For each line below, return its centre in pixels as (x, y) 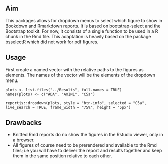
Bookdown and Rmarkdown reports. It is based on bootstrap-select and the (83, 26)
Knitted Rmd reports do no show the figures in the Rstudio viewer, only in (88, 135)
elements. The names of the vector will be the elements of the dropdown (80, 75)
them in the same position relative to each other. (62, 156)
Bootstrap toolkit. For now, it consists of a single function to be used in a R (82, 31)
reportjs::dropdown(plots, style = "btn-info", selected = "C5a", (76, 103)
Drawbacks (23, 123)
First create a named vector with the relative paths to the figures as (74, 69)
